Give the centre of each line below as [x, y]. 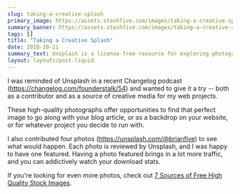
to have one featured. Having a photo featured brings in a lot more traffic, [115, 153]
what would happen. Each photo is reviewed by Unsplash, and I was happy [117, 146]
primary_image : [30, 21]
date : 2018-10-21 [33, 47]
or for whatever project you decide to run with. [76, 125]
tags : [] [20, 34]
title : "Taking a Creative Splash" [60, 41]
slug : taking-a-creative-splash [55, 14]
